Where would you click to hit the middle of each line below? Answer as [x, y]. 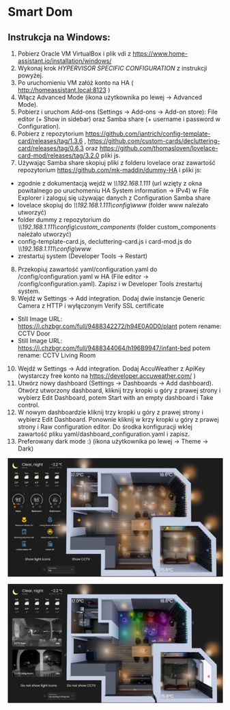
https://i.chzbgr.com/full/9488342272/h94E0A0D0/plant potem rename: [119, 326]
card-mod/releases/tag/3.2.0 [58, 155]
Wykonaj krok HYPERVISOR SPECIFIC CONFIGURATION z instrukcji [112, 68]
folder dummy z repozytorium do [64, 219]
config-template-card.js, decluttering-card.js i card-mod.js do [104, 241]
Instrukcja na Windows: [59, 37]
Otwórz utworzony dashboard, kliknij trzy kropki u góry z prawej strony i [119, 390]
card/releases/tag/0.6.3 [51, 148]
